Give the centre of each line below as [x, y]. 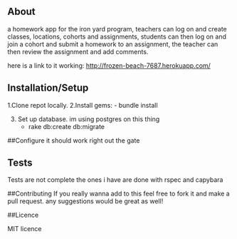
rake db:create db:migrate [67, 126]
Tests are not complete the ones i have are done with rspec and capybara [115, 180]
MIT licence [25, 229]
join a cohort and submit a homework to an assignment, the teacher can [113, 44]
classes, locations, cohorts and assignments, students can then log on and [117, 36]
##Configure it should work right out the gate [74, 140]
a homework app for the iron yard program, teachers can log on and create [117, 29]
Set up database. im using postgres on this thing [89, 119]
